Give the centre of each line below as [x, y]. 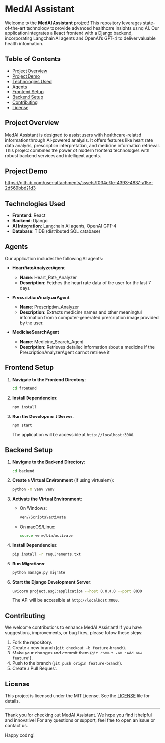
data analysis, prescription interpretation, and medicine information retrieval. [82, 145]
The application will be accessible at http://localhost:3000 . [73, 435]
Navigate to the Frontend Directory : [49, 379]
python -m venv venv [33, 490]
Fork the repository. [32, 642]
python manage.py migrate [39, 572]
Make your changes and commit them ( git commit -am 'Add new [77, 653]
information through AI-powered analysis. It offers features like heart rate [79, 140]
